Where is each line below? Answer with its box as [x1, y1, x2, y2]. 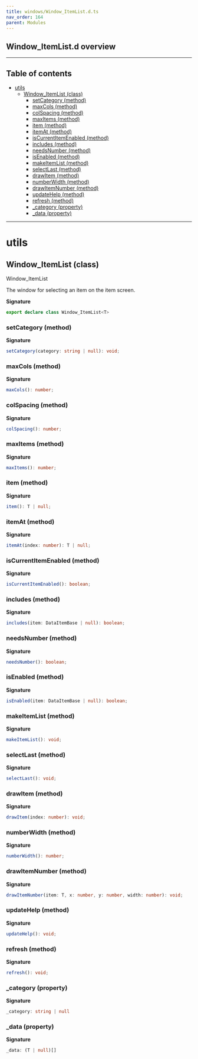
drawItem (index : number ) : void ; [6, 814, 85, 820]
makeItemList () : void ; [6, 736, 62, 742]
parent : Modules [6, 20, 46, 25]
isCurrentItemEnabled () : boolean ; [6, 582, 91, 587]
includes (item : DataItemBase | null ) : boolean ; [6, 620, 126, 626]
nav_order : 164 [6, 14, 44, 20]
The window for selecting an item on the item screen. [6, 287, 136, 293]
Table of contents [6, 69, 72, 79]
